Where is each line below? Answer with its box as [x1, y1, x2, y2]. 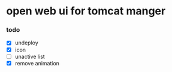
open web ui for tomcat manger [6, 4, 166, 18]
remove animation [14, 59, 60, 67]
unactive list [14, 53, 45, 60]
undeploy [14, 39, 39, 46]
